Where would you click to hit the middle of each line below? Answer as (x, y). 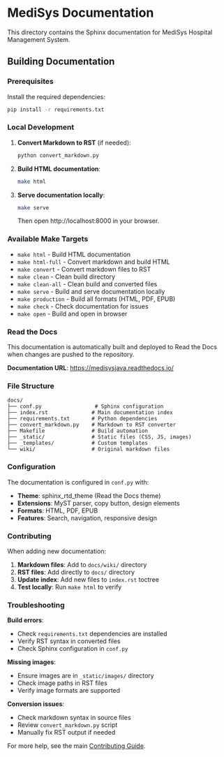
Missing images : (31, 662)
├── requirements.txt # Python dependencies (82, 419)
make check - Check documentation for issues (83, 306)
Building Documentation (61, 62)
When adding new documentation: (57, 551)
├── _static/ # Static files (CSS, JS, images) (99, 437)
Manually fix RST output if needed (66, 733)
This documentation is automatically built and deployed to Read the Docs (112, 347)
